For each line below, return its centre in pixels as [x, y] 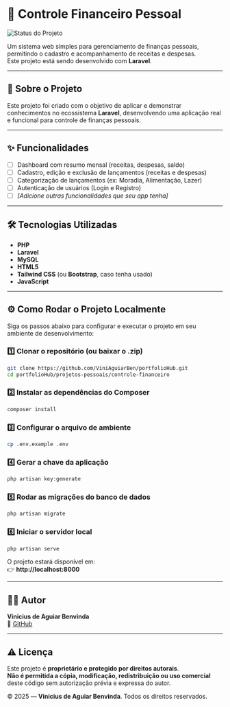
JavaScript [33, 281]
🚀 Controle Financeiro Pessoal [94, 14]
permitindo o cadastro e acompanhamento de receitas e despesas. [102, 54]
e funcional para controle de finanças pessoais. [74, 120]
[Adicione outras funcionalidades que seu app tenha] [93, 196]
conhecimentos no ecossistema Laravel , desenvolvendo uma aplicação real [114, 113]
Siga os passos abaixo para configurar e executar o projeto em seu [102, 326]
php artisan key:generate [44, 479]
